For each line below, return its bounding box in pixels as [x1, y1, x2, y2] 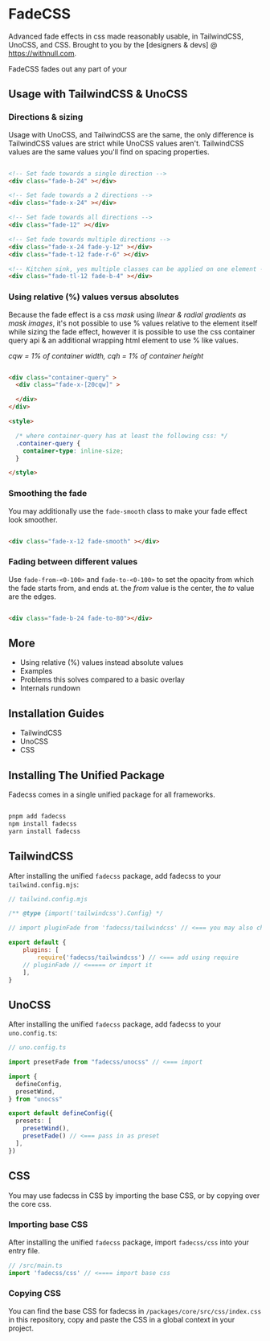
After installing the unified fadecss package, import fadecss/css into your [8, 1237, 250, 1247]
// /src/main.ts [8, 1261, 63, 1269]
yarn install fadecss [8, 827, 81, 835]
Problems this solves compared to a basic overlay [19, 675, 185, 684]
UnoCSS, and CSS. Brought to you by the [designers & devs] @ [8, 39, 218, 49]
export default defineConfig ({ [8, 1109, 113, 1117]
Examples [19, 666, 53, 676]
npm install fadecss [8, 819, 78, 828]
